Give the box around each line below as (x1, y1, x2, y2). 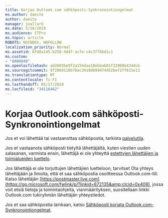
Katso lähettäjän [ (5, 176, 42, 182)
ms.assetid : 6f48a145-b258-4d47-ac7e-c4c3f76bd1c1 (5, 49, 113, 54)
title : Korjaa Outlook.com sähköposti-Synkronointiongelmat (5, 7, 134, 13)
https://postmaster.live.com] (41, 176, 100, 182)
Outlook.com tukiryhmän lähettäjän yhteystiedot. (5, 192, 106, 198)
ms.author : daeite (5, 12, 44, 17)
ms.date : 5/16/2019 (5, 26, 46, 31)
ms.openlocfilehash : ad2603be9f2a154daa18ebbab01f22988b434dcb (5, 63, 140, 68)
